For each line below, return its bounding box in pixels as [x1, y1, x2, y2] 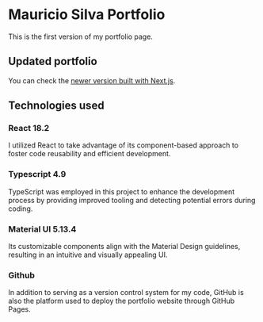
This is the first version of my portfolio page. [8, 32, 153, 41]
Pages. [8, 305, 31, 314]
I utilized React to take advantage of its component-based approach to [8, 140, 239, 150]
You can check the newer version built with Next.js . [8, 75, 176, 85]
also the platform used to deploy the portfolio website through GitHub [8, 296, 235, 306]
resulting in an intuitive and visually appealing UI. [8, 250, 168, 259]
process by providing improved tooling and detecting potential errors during [8, 195, 256, 205]
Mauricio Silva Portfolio [8, 6, 166, 24]
